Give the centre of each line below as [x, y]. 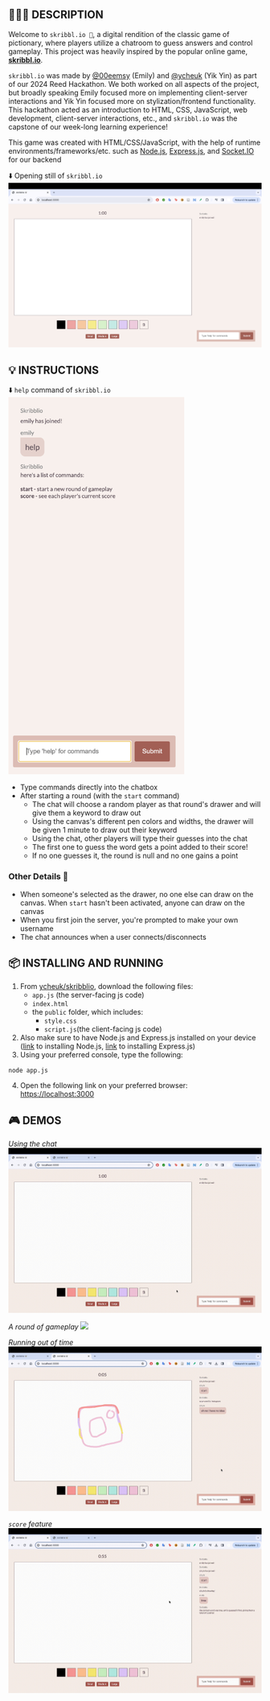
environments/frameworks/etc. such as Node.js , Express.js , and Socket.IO [131, 150]
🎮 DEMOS [35, 1120]
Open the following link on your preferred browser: [104, 1085]
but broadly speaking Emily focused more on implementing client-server [128, 93]
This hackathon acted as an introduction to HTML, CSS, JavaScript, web [128, 109]
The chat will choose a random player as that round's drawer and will [146, 805]
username [37, 928]
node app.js [28, 1071]
